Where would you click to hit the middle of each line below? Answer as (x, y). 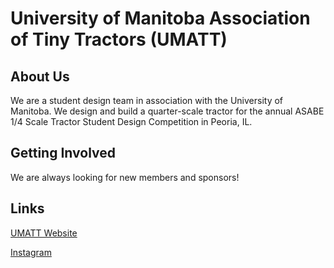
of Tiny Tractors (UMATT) (119, 39)
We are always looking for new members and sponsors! (125, 177)
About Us (40, 76)
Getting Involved (63, 153)
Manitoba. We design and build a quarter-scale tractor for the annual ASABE (167, 111)
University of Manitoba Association (160, 18)
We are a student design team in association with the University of (147, 100)
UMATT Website (44, 233)
